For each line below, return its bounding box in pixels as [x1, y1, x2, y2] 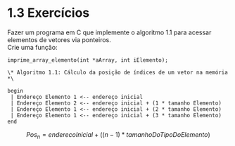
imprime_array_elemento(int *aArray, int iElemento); [7, 56, 169, 64]
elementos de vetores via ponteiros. [7, 35, 111, 44]
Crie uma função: [7, 43, 58, 51]
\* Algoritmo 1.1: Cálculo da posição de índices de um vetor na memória [7, 69, 229, 76]
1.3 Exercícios [7, 5, 90, 21]
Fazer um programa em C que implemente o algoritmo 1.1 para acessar [7, 28, 212, 36]
